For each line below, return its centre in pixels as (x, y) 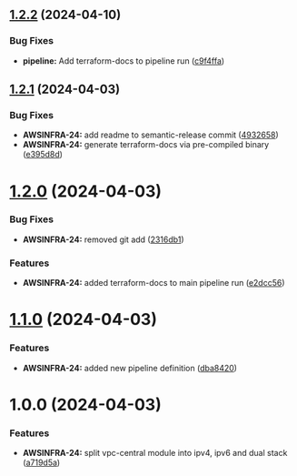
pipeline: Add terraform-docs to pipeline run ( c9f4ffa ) (124, 61)
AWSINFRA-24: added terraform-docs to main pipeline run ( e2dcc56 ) (153, 283)
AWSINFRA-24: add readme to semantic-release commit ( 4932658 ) (150, 135)
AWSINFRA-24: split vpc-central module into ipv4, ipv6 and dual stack (155, 453)
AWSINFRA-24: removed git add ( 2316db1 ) (103, 239)
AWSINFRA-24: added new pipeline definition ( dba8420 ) (130, 368)
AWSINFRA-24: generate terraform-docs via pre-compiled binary (146, 145)
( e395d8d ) (43, 155)
